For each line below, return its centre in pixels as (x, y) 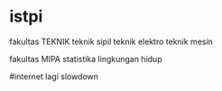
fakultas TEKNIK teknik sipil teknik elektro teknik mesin (111, 41)
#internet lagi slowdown (54, 76)
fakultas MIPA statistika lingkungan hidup (86, 59)
